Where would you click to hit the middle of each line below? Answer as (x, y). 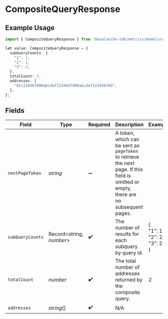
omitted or (127, 182)
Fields (15, 111)
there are (125, 195)
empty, (123, 188)
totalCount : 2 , (25, 76)
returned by (129, 280)
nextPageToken (24, 173)
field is (123, 176)
